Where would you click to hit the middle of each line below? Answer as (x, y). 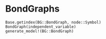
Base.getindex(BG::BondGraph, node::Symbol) (53, 22)
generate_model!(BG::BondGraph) (39, 31)
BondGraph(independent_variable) (41, 27)
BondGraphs (32, 9)
